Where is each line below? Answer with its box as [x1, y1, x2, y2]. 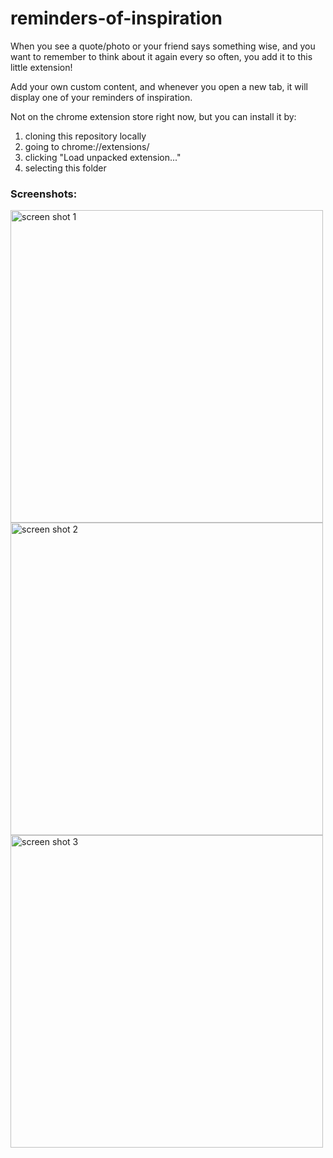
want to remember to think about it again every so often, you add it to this [10, 50, 313, 62]
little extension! [10, 61, 73, 73]
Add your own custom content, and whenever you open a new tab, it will [10, 80, 308, 92]
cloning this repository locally [24, 130, 147, 142]
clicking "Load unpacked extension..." [24, 151, 182, 163]
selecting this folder [24, 162, 107, 174]
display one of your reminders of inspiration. [10, 91, 193, 103]
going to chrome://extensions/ [24, 140, 150, 152]
